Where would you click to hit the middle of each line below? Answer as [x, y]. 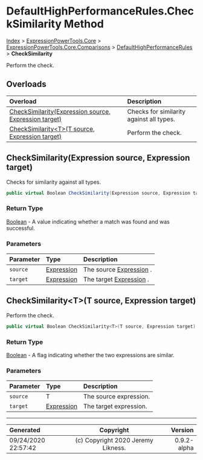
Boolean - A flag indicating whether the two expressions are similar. [90, 355]
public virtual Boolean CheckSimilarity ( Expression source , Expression [98, 193]
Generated [25, 430]
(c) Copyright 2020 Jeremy [114, 441]
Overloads [26, 84]
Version [182, 430]
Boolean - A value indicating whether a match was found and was [88, 221]
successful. [21, 228]
